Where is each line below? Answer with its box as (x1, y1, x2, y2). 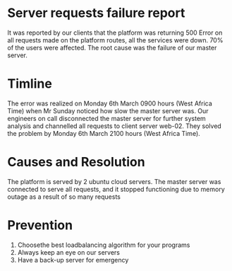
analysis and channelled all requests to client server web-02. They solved (7, 122, 222, 130)
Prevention (7, 217, 73, 233)
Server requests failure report (7, 5, 185, 21)
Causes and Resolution (7, 154, 146, 171)
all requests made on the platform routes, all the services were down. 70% (7, 35, 224, 44)
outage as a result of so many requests (7, 192, 121, 201)
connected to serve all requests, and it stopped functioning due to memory (7, 185, 226, 193)
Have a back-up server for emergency (17, 255, 129, 264)
